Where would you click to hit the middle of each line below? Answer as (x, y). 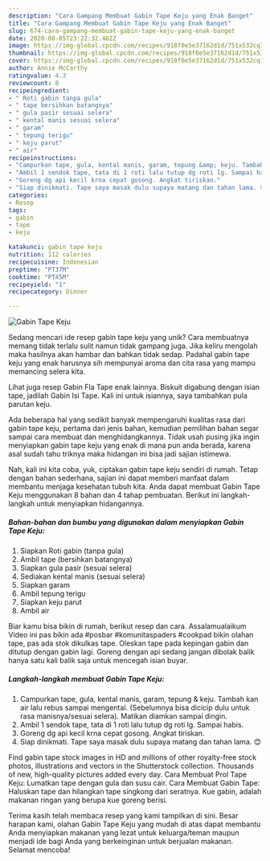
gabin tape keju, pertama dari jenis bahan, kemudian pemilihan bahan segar (134, 428)
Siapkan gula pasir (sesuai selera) (76, 568)
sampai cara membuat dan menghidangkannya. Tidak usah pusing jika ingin (134, 437)
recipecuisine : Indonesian (53, 262)
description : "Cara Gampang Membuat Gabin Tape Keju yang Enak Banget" (131, 16)
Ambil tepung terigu (53, 594)
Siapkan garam (45, 585)
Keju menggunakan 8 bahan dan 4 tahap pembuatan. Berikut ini (114, 495)
